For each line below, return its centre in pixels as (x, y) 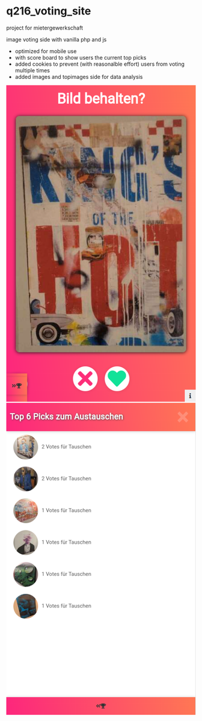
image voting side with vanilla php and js (57, 39)
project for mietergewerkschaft (44, 28)
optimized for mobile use (46, 51)
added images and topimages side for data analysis (79, 77)
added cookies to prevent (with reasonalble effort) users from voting (100, 64)
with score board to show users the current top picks (81, 57)
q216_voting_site (49, 11)
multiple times (32, 70)
